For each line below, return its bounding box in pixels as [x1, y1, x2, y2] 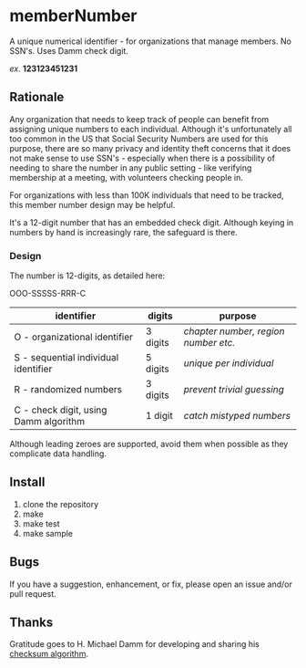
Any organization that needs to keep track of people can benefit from [9, 113, 270, 124]
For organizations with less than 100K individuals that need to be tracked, [9, 189, 284, 201]
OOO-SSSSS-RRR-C [9, 288, 87, 299]
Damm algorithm [14, 415, 85, 428]
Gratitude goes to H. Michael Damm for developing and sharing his [9, 639, 260, 650]
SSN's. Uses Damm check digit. [9, 45, 129, 56]
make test [22, 517, 60, 529]
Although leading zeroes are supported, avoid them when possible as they [9, 439, 289, 450]
